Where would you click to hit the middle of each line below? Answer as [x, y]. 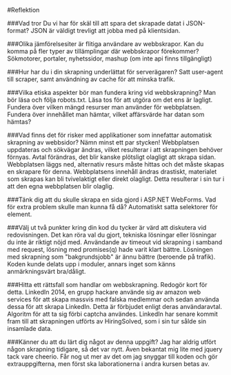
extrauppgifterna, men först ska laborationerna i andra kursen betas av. [108, 364]
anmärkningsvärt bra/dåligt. [47, 271]
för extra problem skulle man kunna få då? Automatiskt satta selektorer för [113, 207]
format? [18, 31]
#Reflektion [23, 10]
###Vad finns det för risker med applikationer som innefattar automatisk [110, 135]
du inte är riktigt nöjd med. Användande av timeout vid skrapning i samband [115, 242]
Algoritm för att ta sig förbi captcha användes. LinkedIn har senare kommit [113, 314]
